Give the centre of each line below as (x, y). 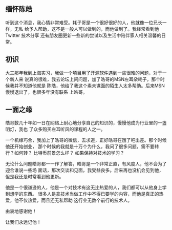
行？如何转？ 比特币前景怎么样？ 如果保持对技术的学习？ (65, 153)
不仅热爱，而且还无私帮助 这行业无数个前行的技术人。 (75, 200)
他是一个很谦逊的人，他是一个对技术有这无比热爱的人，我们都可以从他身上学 (86, 187)
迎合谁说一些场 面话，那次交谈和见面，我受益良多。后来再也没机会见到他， (84, 170)
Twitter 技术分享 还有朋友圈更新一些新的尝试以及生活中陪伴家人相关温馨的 (83, 35)
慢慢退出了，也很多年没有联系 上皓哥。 (46, 92)
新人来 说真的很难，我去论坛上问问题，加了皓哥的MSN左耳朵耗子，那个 (85, 79)
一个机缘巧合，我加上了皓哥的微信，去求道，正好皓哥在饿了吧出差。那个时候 (86, 140)
